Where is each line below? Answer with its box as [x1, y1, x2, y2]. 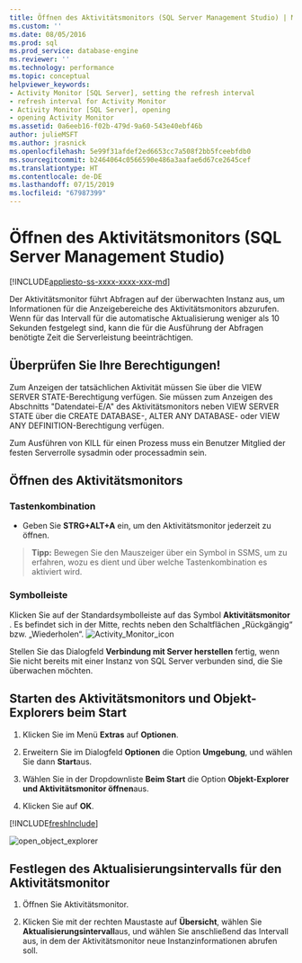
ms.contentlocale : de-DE [9, 172, 102, 181]
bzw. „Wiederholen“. [9, 629, 84, 639]
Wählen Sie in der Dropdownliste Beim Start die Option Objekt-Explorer [22, 773, 289, 784]
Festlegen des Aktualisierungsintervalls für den [9, 860, 282, 877]
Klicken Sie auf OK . [22, 800, 94, 811]
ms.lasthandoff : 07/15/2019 [9, 181, 115, 190]
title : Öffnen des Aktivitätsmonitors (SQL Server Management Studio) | [9, 13, 288, 22]
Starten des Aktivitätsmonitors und [9, 691, 211, 707]
